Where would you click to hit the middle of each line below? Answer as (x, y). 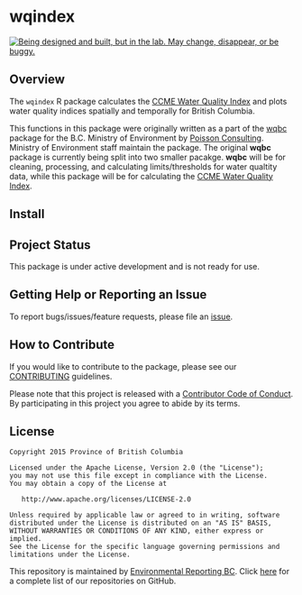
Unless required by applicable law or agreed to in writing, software (145, 516)
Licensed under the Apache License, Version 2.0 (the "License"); (137, 468)
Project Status (50, 245)
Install (27, 214)
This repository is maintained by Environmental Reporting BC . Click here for (150, 572)
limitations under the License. (70, 555)
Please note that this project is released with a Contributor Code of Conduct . (151, 393)
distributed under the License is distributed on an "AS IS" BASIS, (141, 523)
